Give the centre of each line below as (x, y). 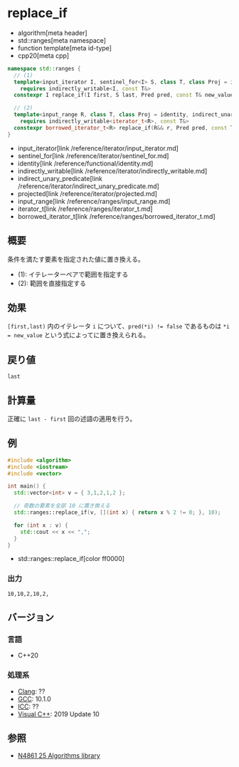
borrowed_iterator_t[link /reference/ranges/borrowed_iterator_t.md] (116, 216)
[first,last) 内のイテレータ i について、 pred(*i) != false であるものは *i (118, 326)
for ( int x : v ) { (41, 525)
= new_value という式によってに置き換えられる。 (79, 335)
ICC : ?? (28, 706)
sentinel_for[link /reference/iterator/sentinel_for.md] (93, 155)
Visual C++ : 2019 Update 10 (58, 714)
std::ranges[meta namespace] (62, 40)
